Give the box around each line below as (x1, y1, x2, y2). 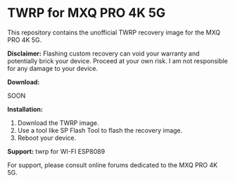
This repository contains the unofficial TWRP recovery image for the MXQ (7, 28, 221, 37)
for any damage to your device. (7, 64, 99, 72)
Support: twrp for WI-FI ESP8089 (7, 147, 106, 155)
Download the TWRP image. (17, 118, 100, 127)
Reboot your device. (17, 134, 77, 142)
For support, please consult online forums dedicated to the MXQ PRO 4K (7, 160, 218, 169)
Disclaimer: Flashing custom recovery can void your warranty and (7, 49, 200, 58)
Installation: (7, 105, 44, 113)
